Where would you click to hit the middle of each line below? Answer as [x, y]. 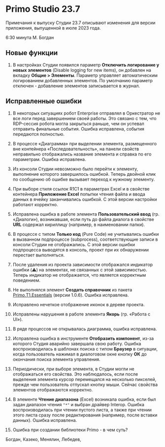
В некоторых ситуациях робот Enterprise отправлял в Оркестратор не [86, 113]
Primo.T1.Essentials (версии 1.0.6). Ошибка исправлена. [71, 295]
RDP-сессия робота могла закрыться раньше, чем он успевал [78, 124]
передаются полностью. [38, 134]
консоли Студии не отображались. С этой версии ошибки [74, 244]
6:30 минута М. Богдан [30, 37]
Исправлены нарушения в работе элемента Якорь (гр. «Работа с [82, 314]
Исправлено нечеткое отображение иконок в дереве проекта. [79, 304]
